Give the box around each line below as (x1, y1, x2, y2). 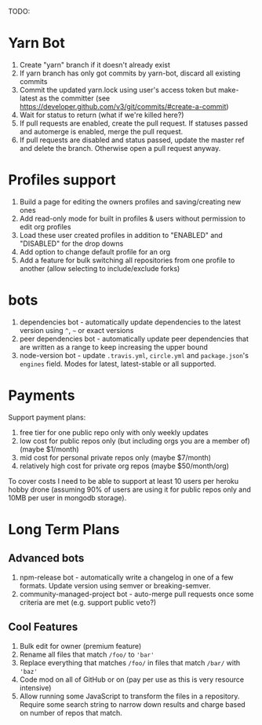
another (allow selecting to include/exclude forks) (19, 263, 180, 273)
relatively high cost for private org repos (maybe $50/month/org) (19, 461, 230, 471)
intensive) (19, 683, 52, 692)
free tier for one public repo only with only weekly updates (19, 427, 209, 437)
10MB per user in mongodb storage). (8, 492, 127, 502)
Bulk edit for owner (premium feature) (19, 641, 142, 650)
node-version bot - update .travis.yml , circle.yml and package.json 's (19, 350, 249, 360)
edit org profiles (19, 222, 71, 231)
